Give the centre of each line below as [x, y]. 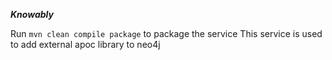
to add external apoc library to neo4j [85, 44]
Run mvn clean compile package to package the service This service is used [166, 33]
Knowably [32, 14]
